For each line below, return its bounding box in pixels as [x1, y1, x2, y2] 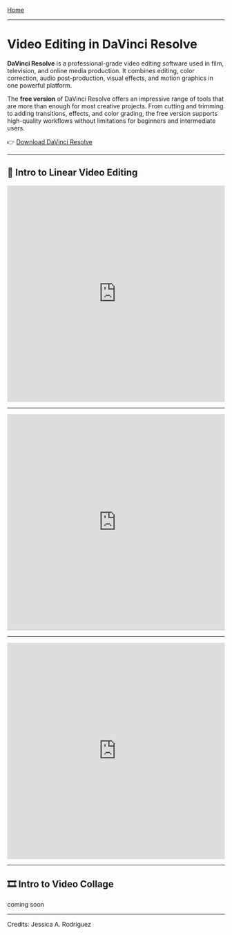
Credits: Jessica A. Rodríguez [7, 920, 92, 928]
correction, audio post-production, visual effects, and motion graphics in [7, 74, 214, 82]
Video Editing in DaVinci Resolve [7, 37, 198, 52]
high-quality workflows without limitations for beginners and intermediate [7, 117, 216, 125]
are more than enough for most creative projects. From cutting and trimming [7, 101, 224, 110]
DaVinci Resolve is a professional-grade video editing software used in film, [7, 59, 224, 68]
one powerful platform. [7, 81, 72, 89]
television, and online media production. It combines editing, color [7, 66, 195, 75]
